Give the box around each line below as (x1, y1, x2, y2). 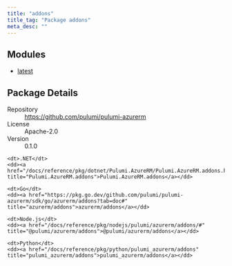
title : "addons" (7, 10, 54, 17)
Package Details (7, 87, 78, 99)
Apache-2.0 (24, 127, 59, 135)
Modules (7, 48, 46, 60)
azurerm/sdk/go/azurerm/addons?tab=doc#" (7, 198, 128, 205)
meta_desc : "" (7, 23, 48, 30)
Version (7, 135, 29, 142)
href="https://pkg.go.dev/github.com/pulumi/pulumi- (28, 191, 184, 198)
